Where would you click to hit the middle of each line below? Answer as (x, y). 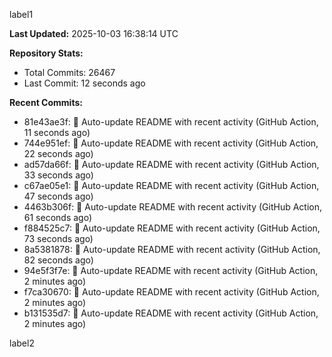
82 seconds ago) (58, 260)
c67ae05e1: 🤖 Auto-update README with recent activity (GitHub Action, (171, 185)
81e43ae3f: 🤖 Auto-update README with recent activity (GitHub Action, (171, 122)
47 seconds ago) (58, 196)
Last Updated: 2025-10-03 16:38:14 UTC (94, 33)
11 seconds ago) (57, 132)
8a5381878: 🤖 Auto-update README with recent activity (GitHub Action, (172, 249)
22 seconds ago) (58, 153)
